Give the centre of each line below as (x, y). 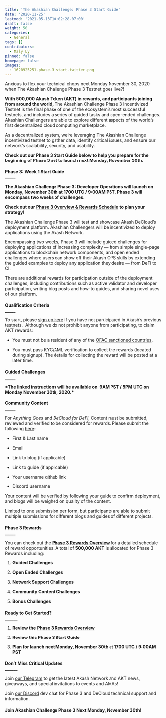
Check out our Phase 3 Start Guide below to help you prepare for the (77, 155)
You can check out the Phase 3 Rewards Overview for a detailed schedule (82, 543)
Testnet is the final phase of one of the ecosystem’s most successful (75, 109)
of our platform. (21, 294)
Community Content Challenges (46, 591)
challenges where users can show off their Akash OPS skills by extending (80, 258)
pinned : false (20, 56)
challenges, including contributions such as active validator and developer (81, 283)
